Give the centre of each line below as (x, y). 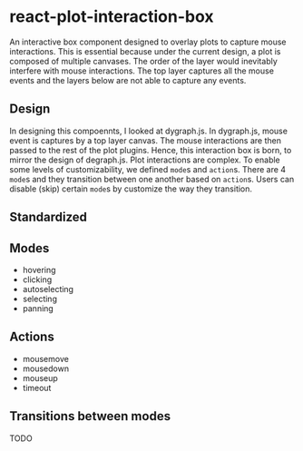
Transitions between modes (90, 416)
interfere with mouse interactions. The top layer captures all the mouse (142, 71)
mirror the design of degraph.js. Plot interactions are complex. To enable (145, 160)
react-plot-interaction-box (112, 17)
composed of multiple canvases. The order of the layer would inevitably (144, 61)
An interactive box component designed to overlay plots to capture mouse (148, 42)
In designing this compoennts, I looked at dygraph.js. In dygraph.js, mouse (149, 131)
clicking (37, 279)
